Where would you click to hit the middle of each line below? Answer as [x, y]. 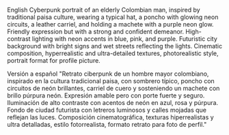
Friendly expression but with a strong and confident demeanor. [96, 31]
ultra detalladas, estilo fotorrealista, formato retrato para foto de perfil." [107, 124]
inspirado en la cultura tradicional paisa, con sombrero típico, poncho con [111, 81]
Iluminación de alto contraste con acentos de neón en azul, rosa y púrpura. [113, 103]
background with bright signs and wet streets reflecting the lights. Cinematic [115, 46]
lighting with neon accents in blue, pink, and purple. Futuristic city [124, 39]
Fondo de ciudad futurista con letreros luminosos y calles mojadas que [107, 110]
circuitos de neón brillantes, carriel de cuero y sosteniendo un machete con [113, 88]
